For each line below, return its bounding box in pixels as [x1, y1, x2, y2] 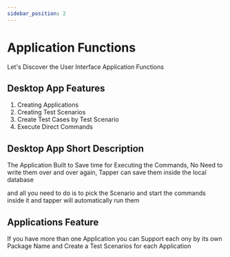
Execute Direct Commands [17, 123, 93, 131]
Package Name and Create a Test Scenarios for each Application [7, 242, 191, 250]
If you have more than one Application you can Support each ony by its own [7, 235, 222, 243]
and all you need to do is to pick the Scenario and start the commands [7, 189, 207, 197]
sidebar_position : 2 [7, 10, 67, 17]
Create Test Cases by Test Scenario [17, 115, 119, 124]
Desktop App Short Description [7, 143, 145, 154]
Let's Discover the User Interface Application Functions [7, 63, 164, 71]
